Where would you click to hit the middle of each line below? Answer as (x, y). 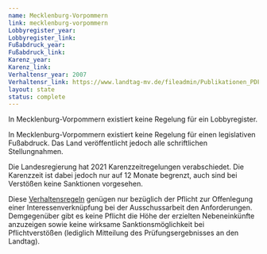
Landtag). (24, 241)
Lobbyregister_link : (43, 38)
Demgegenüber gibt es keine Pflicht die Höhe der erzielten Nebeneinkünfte (132, 216)
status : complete (37, 97)
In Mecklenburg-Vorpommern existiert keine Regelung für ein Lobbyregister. (133, 119)
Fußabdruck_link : (37, 52)
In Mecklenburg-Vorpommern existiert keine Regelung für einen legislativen (132, 135)
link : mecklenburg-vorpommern (58, 23)
